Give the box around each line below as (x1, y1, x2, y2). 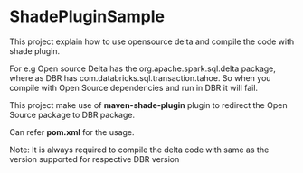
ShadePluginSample (9, 6, 166, 27)
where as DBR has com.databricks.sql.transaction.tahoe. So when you (9, 72, 271, 83)
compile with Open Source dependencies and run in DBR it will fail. (9, 82, 259, 93)
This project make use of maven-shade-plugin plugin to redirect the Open (9, 99, 288, 110)
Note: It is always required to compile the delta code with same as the (9, 144, 270, 155)
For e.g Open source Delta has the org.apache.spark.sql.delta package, (9, 63, 276, 74)
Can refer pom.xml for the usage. (9, 126, 135, 137)
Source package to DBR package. (9, 109, 136, 120)
